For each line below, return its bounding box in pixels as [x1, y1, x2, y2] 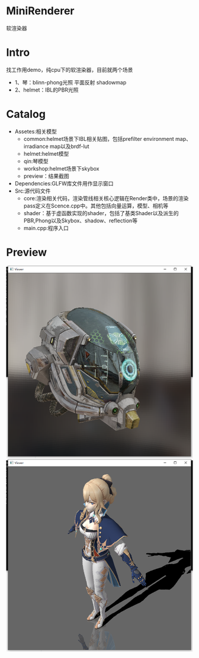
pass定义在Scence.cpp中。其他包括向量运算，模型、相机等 [23, 202, 169, 209]
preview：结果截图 [23, 172, 69, 180]
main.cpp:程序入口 [23, 224, 69, 231]
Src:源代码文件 [14, 187, 51, 194]
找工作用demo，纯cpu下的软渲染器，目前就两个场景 [6, 66, 133, 73]
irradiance [23, 143, 49, 150]
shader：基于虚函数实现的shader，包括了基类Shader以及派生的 [23, 209, 179, 216]
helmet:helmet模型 [23, 150, 69, 157]
